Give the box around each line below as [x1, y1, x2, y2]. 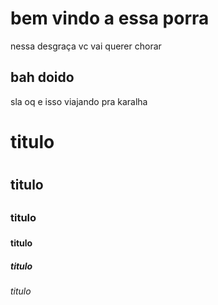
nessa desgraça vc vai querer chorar [10, 40, 162, 52]
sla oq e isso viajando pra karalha [10, 95, 148, 107]
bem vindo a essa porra [10, 7, 210, 30]
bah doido [10, 69, 75, 86]
